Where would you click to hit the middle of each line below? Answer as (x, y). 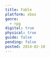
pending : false (21, 42)
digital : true (20, 28)
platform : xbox (21, 14)
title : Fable (19, 10)
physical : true (21, 33)
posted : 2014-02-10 (25, 47)
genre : (12, 19)
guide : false (19, 38)
